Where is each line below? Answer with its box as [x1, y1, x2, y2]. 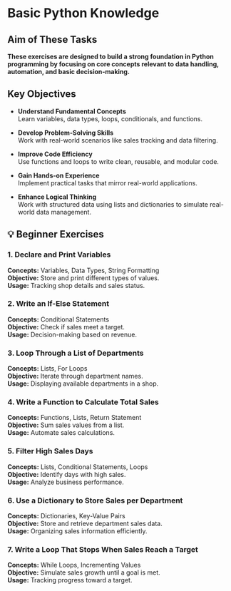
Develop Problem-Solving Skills [17, 128, 114, 137]
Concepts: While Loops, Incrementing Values [7, 561, 141, 570]
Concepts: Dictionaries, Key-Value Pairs [7, 511, 126, 520]
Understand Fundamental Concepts [17, 107, 126, 115]
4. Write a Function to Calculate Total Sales [7, 397, 159, 407]
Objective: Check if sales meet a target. [7, 322, 125, 331]
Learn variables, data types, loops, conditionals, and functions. [17, 114, 203, 123]
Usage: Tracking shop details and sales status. [7, 281, 145, 289]
